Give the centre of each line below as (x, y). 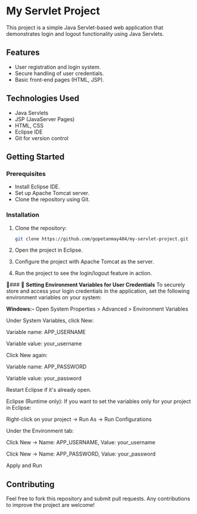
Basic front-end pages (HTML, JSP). (59, 79)
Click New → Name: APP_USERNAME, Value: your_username (81, 442)
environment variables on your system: (54, 298)
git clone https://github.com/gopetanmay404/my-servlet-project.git (101, 239)
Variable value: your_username (44, 343)
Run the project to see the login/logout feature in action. (83, 273)
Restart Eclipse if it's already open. (49, 390)
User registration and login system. (58, 67)
